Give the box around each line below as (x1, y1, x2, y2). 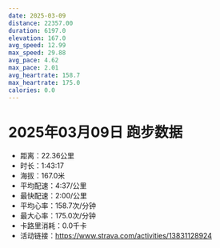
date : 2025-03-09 (8, 11, 66, 20)
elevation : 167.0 (8, 34, 66, 42)
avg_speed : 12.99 (8, 42, 66, 50)
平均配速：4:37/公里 (19, 181, 87, 190)
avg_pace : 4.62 (8, 57, 59, 65)
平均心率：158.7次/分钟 (19, 201, 96, 210)
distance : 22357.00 (8, 19, 74, 27)
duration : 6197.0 (8, 26, 66, 34)
